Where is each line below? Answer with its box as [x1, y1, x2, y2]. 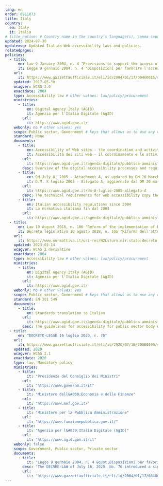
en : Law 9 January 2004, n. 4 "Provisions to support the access [17, 61, 153, 66]
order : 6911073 [5, 12, 36, 17]
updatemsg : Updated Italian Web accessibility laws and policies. [5, 43, 142, 48]
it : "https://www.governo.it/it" [26, 383, 95, 388]
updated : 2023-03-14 [14, 243, 55, 247]
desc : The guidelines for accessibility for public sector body [22, 324, 155, 329]
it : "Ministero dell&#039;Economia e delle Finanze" [26, 392, 136, 397]
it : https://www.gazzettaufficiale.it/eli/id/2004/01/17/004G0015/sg [17, 75, 162, 80]
